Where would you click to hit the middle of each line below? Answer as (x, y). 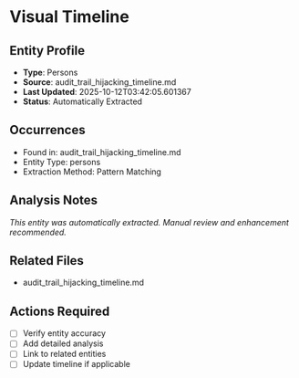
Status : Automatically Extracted (82, 101)
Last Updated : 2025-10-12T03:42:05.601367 (107, 92)
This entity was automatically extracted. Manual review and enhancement (149, 222)
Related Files (47, 261)
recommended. (38, 232)
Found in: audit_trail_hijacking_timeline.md (102, 152)
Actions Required (60, 311)
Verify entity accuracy (64, 333)
